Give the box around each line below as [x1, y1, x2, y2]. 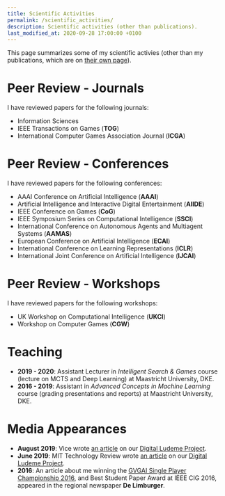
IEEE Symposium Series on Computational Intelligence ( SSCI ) [17, 215, 194, 223]
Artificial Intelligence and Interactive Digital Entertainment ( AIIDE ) [17, 200, 205, 209]
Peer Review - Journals [7, 81, 144, 96]
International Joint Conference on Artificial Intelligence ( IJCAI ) [17, 252, 196, 260]
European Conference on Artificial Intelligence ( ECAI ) [17, 237, 171, 246]
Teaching [7, 344, 63, 360]
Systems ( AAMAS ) [17, 230, 72, 238]
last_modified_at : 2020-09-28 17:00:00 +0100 [7, 29, 141, 37]
